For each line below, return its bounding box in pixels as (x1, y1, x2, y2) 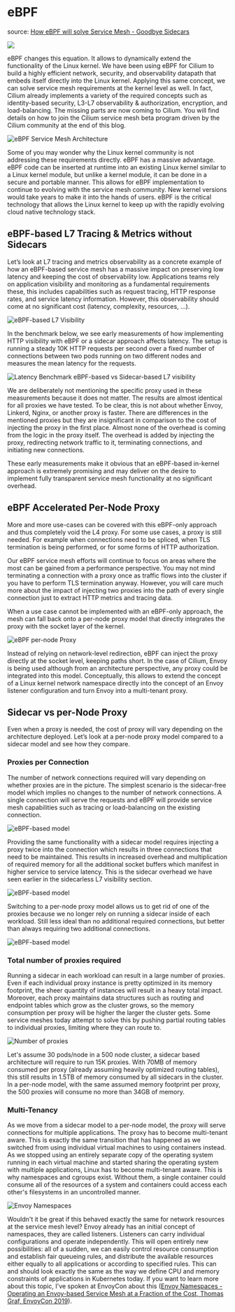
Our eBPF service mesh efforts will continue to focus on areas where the (7, 556, 217, 564)
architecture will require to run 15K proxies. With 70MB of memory (7, 1058, 197, 1066)
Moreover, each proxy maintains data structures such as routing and (7, 993, 204, 1002)
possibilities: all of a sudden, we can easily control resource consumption (7, 1245, 219, 1253)
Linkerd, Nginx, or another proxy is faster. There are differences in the (7, 408, 208, 417)
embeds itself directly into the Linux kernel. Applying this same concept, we (7, 76, 226, 85)
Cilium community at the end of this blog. (7, 120, 126, 130)
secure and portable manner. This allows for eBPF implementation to (7, 178, 205, 186)
